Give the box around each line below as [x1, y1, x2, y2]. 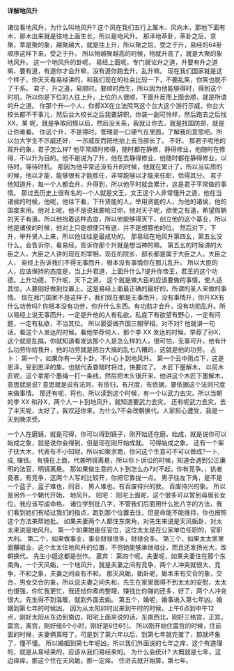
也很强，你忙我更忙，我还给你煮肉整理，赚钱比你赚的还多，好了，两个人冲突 [7, 587, 227, 595]
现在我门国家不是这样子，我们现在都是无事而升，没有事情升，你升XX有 [20, 293, 225, 302]
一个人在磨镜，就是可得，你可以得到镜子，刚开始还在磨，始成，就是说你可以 [7, 430, 227, 438]
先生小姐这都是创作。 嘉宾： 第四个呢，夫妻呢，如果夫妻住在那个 [33, 552, 220, 560]
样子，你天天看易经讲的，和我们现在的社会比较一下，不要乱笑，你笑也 [13, 75, 214, 84]
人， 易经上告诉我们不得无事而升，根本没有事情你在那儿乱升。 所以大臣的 [7, 259, 218, 267]
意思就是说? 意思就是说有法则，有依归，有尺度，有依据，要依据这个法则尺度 [7, 380, 226, 389]
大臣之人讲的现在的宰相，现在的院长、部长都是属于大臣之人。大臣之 [31, 249, 227, 258]
